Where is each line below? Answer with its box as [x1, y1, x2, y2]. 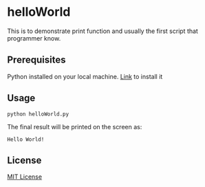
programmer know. [7, 34, 61, 42]
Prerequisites [7, 54, 66, 66]
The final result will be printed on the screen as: [7, 122, 142, 131]
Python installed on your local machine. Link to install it [7, 72, 163, 80]
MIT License [7, 173, 43, 181]
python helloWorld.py [7, 111, 69, 118]
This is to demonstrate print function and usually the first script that [7, 27, 198, 35]
